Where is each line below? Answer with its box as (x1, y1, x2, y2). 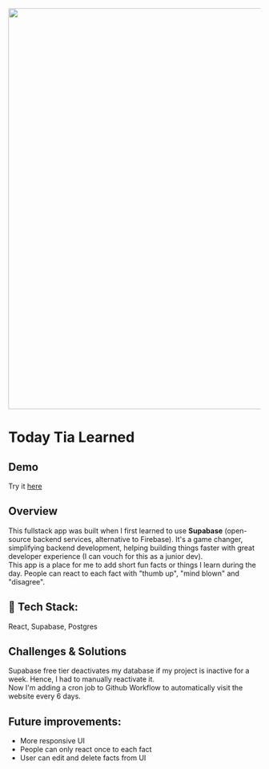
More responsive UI (19, 736, 86, 746)
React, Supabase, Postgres (8, 621, 98, 631)
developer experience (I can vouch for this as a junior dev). (8, 551, 203, 561)
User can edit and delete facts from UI (19, 753, 147, 763)
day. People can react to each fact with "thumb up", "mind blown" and (8, 569, 240, 578)
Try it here (8, 481, 42, 491)
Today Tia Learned (8, 428, 135, 447)
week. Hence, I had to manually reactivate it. (8, 674, 155, 684)
